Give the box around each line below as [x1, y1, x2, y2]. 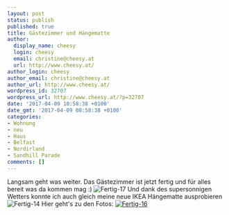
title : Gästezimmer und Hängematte [7, 29, 110, 37]
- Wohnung [7, 119, 36, 127]
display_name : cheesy [13, 42, 76, 49]
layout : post [7, 10, 45, 17]
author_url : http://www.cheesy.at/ [7, 81, 110, 88]
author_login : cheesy [7, 68, 70, 75]
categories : [7, 113, 42, 120]
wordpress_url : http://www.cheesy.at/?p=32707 [7, 94, 144, 101]
